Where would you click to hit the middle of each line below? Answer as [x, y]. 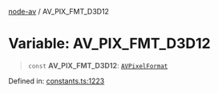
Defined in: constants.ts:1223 [57, 81]
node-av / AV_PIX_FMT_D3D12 [59, 12]
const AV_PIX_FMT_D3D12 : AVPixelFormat [98, 65]
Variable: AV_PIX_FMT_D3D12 [109, 44]
